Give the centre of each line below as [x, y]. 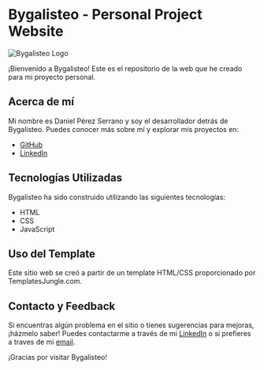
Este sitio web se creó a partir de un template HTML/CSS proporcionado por [132, 273]
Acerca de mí [41, 102]
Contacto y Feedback [62, 306]
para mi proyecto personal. [52, 77]
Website [36, 31]
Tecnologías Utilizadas [65, 178]
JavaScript [37, 229]
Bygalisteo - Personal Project [105, 15]
